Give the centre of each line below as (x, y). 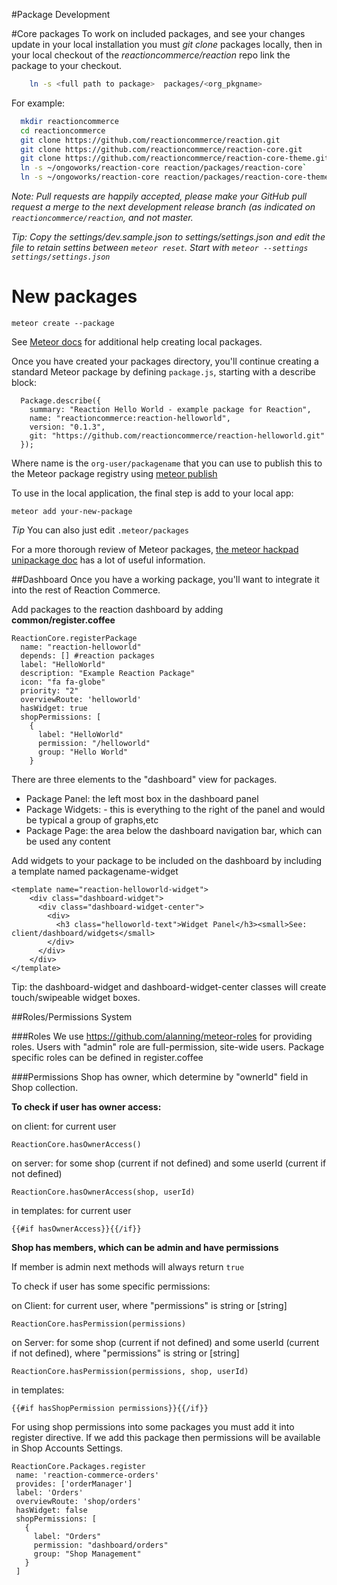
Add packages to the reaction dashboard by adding (117, 609)
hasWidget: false (51, 1510)
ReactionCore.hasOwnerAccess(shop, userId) (103, 1192)
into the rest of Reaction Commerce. (86, 590)
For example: (38, 103)
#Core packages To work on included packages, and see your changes (158, 33)
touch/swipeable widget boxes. (76, 997)
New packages (74, 296)
